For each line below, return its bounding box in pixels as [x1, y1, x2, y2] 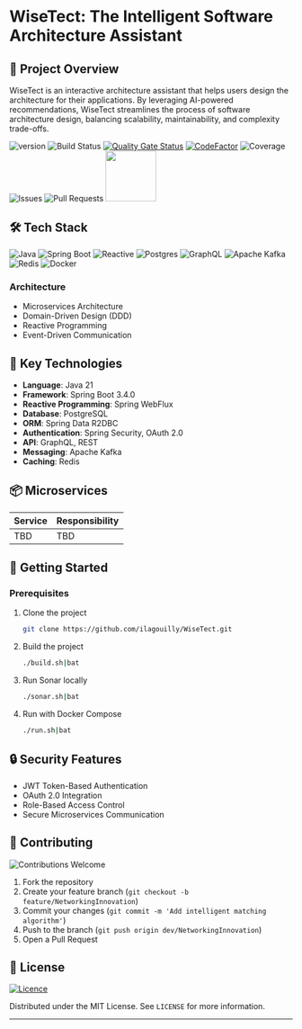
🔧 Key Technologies [9, 355, 123, 371]
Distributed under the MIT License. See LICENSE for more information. [9, 1001, 265, 1012]
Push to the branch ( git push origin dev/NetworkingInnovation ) [22, 924, 262, 935]
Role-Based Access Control [22, 799, 125, 810]
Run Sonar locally [22, 675, 88, 685]
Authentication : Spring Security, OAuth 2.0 [22, 427, 183, 438]
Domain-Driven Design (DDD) [22, 310, 132, 321]
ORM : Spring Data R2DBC [22, 417, 119, 428]
